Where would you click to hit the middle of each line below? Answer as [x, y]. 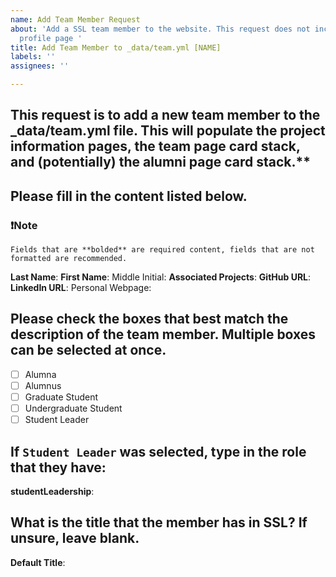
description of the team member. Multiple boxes [163, 334]
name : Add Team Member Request [75, 19]
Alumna [40, 374]
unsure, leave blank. [75, 538]
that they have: [58, 467]
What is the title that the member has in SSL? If [159, 522]
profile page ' [51, 38]
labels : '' [33, 57]
